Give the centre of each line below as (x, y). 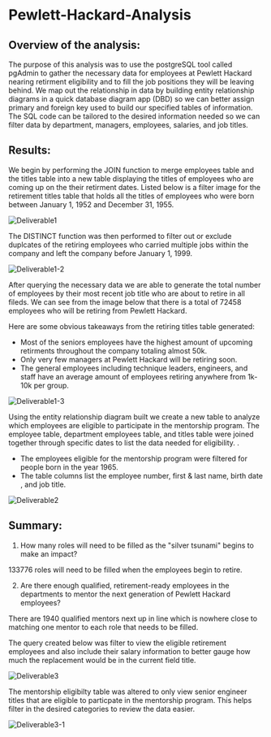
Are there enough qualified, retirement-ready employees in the (125, 585)
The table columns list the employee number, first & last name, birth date (142, 475)
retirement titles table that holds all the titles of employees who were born (131, 196)
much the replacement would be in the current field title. (102, 660)
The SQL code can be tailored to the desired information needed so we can (134, 116)
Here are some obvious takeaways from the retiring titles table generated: (132, 326)
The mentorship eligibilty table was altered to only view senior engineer (128, 691)
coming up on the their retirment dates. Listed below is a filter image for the (135, 187)
